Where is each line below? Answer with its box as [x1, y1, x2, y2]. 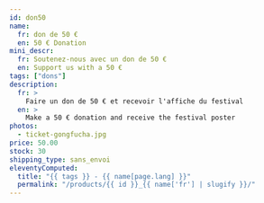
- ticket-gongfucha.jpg [17, 130, 106, 139]
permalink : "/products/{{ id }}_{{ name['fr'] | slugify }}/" [17, 181, 256, 190]
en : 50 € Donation [17, 38, 87, 48]
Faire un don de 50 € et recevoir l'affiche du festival [25, 96, 244, 106]
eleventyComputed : [9, 163, 78, 172]
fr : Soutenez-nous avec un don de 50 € [17, 55, 168, 64]
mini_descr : [9, 47, 54, 56]
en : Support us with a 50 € [17, 64, 123, 73]
